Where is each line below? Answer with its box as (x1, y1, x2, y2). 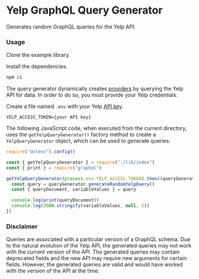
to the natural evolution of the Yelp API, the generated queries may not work (6, 242, 191, 249)
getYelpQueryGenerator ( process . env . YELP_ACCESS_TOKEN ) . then (6, 175, 158, 181)
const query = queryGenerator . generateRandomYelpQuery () (11, 181, 155, 187)
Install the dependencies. (6, 63, 68, 70)
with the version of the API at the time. (6, 267, 99, 274)
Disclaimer (6, 222, 38, 230)
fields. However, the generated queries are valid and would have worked (6, 261, 183, 268)
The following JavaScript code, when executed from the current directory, (6, 125, 187, 132)
